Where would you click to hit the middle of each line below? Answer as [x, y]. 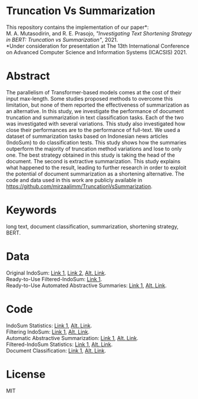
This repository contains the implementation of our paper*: [77, 27]
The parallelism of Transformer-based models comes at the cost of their [94, 92]
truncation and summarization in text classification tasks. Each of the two [95, 117]
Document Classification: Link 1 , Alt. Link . [56, 350]
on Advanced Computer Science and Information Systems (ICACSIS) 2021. [97, 52]
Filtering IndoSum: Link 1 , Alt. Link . [48, 332]
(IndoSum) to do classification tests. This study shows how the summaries [96, 142]
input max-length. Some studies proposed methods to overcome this [90, 98]
